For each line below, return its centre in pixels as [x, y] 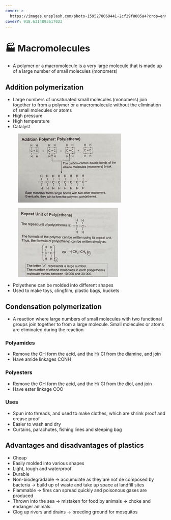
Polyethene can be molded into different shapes [63, 285]
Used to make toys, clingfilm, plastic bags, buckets [66, 291]
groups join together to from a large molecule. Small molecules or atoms [88, 324]
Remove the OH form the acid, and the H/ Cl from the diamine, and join [87, 354]
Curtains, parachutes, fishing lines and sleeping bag [67, 429]
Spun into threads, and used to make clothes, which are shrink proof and [89, 413]
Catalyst [21, 127]
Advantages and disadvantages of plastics [75, 445]
